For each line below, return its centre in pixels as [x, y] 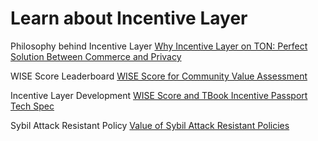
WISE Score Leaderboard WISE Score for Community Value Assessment [159, 76]
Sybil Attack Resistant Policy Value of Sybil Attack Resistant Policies [150, 125]
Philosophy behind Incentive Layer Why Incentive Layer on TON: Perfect [159, 46]
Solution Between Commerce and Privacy [96, 56]
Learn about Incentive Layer [129, 18]
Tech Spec [32, 106]
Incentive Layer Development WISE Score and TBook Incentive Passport [159, 95]
